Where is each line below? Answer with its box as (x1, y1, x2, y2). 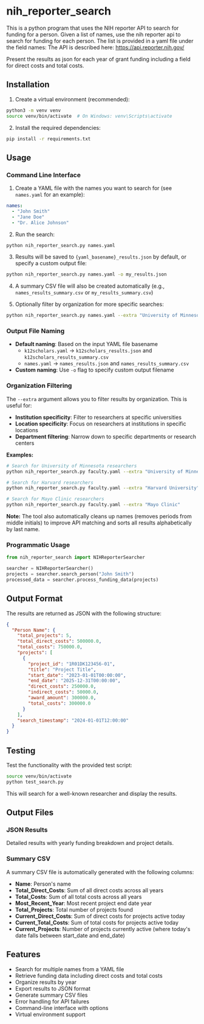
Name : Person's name (15, 880, 72, 887)
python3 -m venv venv (6, 107, 61, 114)
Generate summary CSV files (15, 991, 88, 999)
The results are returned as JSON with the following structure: (6, 609, 162, 617)
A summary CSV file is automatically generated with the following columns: (6, 868, 194, 875)
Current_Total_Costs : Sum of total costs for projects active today (15, 918, 179, 926)
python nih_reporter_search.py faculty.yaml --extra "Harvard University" (6, 485, 200, 491)
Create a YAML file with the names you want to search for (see (15, 185, 172, 192)
